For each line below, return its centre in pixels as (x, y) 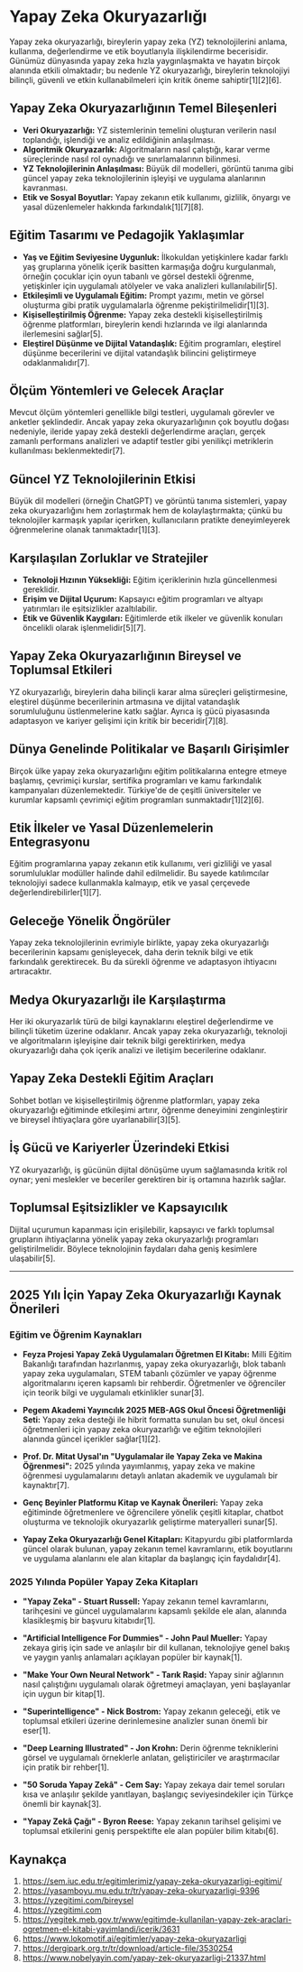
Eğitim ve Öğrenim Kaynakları (76, 1335)
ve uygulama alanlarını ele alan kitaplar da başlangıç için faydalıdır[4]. (151, 1559)
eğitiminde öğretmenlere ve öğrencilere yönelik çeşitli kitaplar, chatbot (153, 1513)
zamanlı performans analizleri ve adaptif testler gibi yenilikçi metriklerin (141, 441)
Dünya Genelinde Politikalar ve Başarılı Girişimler (150, 750)
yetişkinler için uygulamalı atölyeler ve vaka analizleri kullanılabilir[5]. (150, 285)
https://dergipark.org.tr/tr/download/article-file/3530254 (128, 1949)
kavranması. (45, 188)
